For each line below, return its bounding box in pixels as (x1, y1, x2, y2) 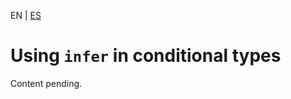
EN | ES (10, 10, 42, 21)
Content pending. (10, 77, 83, 89)
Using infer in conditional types (10, 45, 282, 67)
